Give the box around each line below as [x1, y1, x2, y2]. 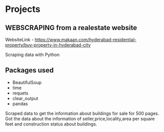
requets [12, 90, 28, 96]
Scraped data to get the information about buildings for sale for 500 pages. [5, 110, 160, 116]
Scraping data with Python [5, 51, 60, 57]
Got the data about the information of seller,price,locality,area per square [5, 115, 155, 121]
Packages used [5, 66, 54, 74]
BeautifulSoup [12, 79, 42, 85]
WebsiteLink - [5, 36, 34, 42]
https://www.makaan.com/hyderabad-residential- [34, 36, 137, 42]
